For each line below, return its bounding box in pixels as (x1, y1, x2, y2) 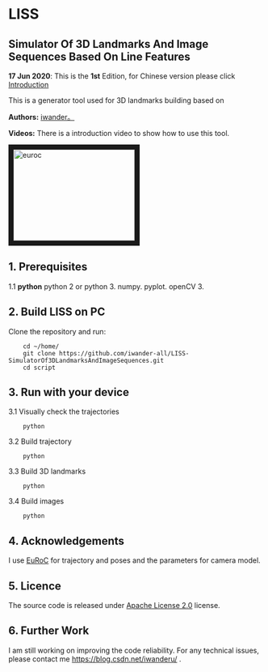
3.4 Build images (8, 496, 65, 506)
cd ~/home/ (23, 342, 60, 351)
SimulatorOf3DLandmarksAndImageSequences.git (8, 356, 164, 364)
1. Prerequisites (8, 260, 88, 274)
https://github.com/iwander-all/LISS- (59, 349, 190, 357)
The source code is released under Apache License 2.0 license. (8, 601, 220, 610)
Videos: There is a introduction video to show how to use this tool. (8, 129, 230, 138)
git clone (23, 349, 57, 357)
